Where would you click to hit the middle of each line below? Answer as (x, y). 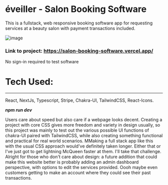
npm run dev (19, 110)
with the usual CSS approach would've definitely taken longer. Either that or (83, 146)
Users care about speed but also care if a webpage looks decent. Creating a (84, 120)
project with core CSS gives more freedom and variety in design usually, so (83, 125)
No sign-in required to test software (42, 62)
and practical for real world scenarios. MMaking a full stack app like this (79, 141)
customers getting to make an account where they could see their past (78, 173)
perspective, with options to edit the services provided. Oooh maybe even (81, 168)
